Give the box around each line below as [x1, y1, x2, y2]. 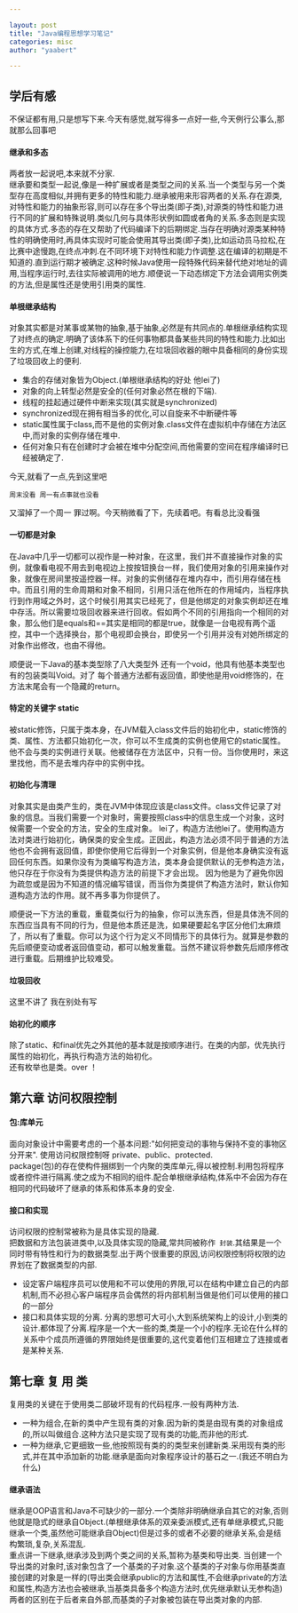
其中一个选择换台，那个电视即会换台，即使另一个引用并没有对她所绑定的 [24, 628, 289, 640]
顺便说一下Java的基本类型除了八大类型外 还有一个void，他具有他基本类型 [9, 658, 278, 669]
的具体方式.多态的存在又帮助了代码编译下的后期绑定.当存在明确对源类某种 [9, 224, 278, 234]
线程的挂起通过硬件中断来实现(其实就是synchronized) [21, 397, 218, 408]
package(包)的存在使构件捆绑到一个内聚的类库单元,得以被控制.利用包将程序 [9, 1161, 285, 1172]
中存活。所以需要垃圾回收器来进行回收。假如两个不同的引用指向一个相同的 [9, 606, 281, 617]
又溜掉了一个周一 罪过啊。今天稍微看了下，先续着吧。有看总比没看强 [9, 507, 260, 518]
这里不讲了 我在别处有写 [9, 997, 98, 1007]
